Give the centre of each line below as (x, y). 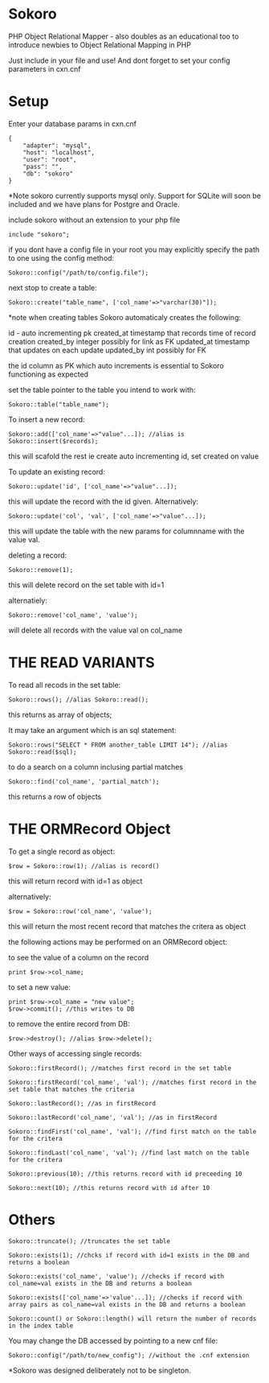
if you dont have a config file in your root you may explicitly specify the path (134, 249)
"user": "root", (50, 159)
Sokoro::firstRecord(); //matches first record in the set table (120, 1068)
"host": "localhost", (59, 152)
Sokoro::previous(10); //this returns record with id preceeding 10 (125, 1174)
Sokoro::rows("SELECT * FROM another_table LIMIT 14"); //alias (118, 745)
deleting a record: (38, 555)
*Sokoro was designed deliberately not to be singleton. (100, 1370)
